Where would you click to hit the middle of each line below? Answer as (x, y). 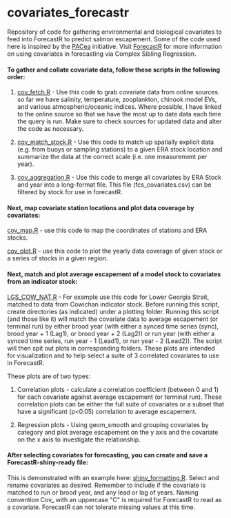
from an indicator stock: (42, 281)
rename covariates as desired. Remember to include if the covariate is (107, 485)
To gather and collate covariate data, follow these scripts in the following (114, 70)
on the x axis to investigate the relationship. (79, 439)
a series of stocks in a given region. (58, 258)
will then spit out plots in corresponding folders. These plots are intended (111, 348)
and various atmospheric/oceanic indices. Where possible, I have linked (119, 107)
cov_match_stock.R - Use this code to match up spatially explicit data (115, 142)
